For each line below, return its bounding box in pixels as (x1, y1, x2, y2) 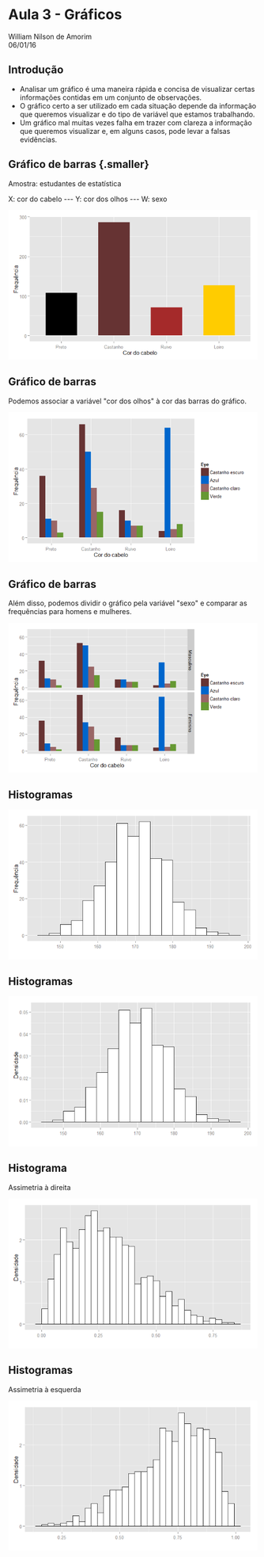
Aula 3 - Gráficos (8, 6, 123, 24)
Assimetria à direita (8, 1182, 71, 1192)
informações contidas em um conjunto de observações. (19, 93, 202, 102)
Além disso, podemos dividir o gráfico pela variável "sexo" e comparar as (8, 598, 247, 608)
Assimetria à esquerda (8, 1384, 81, 1394)
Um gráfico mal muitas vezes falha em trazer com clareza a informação (19, 117, 253, 128)
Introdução (8, 63, 64, 77)
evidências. (19, 135, 58, 144)
